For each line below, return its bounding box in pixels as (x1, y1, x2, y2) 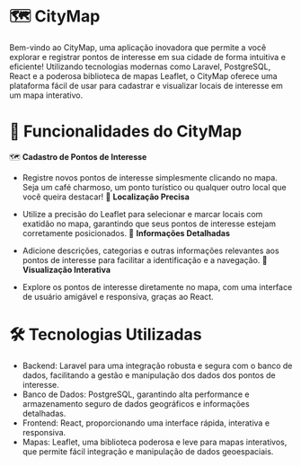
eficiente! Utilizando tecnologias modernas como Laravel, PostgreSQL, (9, 61, 271, 72)
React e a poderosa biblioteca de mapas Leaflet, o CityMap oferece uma (9, 70, 278, 81)
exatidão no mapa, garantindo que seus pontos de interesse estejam (22, 218, 277, 229)
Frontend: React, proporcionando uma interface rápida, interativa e (22, 418, 270, 428)
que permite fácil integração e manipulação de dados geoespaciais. (22, 445, 274, 457)
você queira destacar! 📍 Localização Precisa (22, 191, 190, 202)
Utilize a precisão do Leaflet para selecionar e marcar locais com (22, 208, 263, 219)
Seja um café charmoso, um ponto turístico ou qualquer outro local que (22, 181, 288, 192)
